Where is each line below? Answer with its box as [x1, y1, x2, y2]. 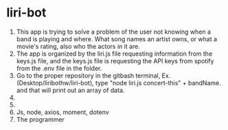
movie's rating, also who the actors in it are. [16, 42, 140, 50]
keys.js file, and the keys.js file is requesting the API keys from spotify [16, 56, 214, 65]
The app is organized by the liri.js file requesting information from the [16, 50, 213, 58]
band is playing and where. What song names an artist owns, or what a [16, 34, 218, 43]
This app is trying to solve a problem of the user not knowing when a [16, 28, 211, 36]
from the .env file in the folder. [16, 64, 102, 72]
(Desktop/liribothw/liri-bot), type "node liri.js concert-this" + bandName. [16, 78, 221, 87]
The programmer [16, 115, 65, 123]
